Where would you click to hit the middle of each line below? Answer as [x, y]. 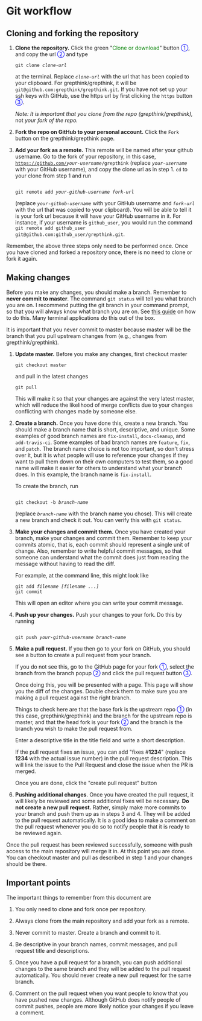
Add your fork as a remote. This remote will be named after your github [104, 150]
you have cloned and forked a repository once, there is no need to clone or [99, 252]
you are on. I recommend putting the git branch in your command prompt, [98, 305]
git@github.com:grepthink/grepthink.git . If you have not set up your [101, 89]
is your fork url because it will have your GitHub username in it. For [98, 216]
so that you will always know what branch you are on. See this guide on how [101, 311]
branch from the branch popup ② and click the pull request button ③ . [104, 673]
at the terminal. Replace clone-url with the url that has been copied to [102, 76]
